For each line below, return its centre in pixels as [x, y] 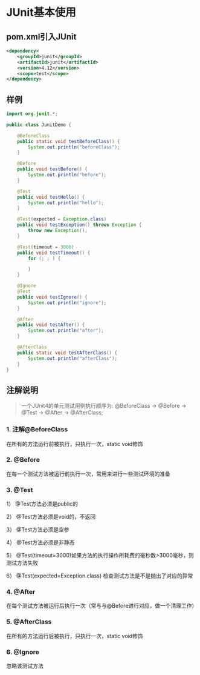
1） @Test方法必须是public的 [42, 504]
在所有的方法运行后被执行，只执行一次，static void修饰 [75, 636]
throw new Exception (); [58, 231]
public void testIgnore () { [52, 297]
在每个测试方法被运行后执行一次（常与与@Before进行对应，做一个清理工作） [102, 606]
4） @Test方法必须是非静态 [40, 542]
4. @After [21, 592]
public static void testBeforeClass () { [69, 141]
